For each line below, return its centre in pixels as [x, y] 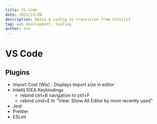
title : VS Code [21, 10]
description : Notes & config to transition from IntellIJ [68, 19]
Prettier [20, 111]
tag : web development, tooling [38, 24]
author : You [18, 29]
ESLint [19, 117]
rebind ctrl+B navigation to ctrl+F [55, 95]
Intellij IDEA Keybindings [38, 90]
